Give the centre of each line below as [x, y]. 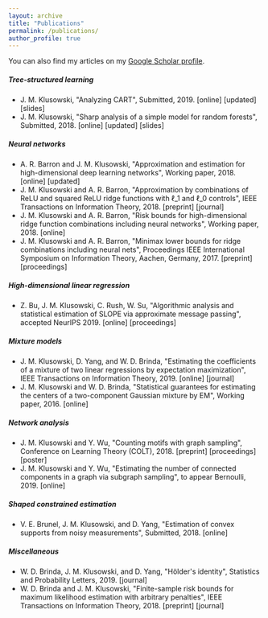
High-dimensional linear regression [69, 285]
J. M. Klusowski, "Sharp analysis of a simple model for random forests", [138, 117]
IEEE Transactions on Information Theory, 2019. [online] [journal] [127, 378]
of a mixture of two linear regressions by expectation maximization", [133, 370]
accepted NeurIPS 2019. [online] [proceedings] [98, 323]
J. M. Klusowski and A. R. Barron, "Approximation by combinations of [134, 190]
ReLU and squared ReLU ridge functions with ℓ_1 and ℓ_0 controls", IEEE [138, 199]
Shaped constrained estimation [62, 504]
